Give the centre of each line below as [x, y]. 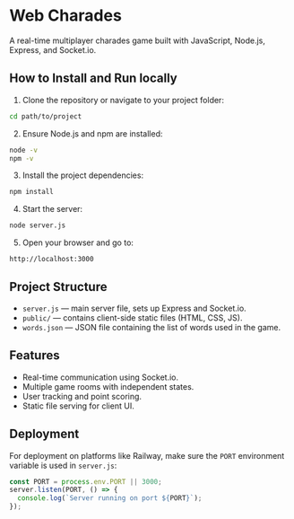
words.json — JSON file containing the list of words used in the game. [151, 327]
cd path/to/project [46, 116]
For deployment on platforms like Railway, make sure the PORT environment [147, 455]
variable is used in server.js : [63, 465]
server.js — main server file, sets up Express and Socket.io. [134, 308]
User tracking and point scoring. [82, 396]
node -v [24, 150]
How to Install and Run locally [93, 79]
